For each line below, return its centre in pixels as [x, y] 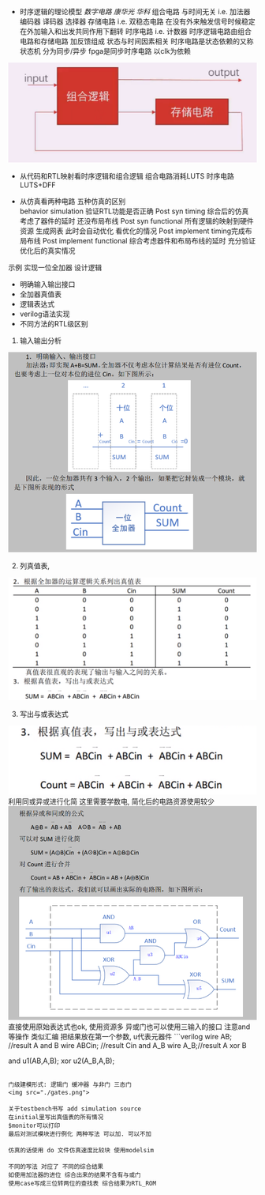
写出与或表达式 [44, 714]
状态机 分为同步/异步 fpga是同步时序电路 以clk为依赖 [105, 51]
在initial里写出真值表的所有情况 [56, 1117]
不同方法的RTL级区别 [54, 323]
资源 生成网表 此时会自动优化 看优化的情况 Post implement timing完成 [132, 231]
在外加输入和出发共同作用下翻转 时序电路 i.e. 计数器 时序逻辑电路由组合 [136, 31]
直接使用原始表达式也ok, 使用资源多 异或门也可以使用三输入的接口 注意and [129, 1027]
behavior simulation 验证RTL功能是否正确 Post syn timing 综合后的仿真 [134, 211]
